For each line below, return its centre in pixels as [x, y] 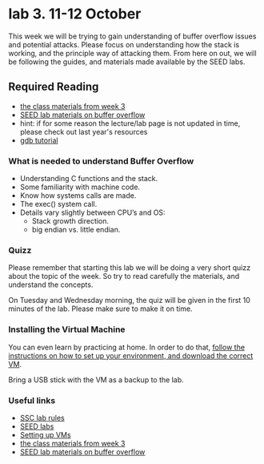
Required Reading [54, 87]
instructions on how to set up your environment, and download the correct [131, 355]
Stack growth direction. [70, 221]
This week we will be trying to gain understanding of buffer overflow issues [132, 36]
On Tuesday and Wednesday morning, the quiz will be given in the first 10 [129, 301]
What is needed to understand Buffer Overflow [101, 161]
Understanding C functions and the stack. [89, 179]
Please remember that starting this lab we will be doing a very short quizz [129, 268]
